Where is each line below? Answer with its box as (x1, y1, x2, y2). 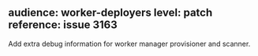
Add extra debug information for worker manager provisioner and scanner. (8, 39, 251, 48)
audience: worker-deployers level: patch (8, 6, 213, 19)
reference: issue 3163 (8, 19, 118, 32)
